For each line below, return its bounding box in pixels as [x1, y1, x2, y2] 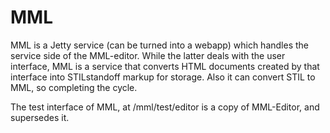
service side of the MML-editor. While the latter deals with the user [10, 49, 286, 61]
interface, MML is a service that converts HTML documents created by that [10, 60, 320, 72]
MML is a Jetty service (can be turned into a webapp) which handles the [10, 39, 309, 51]
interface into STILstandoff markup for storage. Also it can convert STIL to [10, 71, 316, 83]
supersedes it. [10, 111, 70, 123]
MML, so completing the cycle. [10, 81, 138, 93]
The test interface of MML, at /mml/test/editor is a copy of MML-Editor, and [10, 101, 320, 113]
